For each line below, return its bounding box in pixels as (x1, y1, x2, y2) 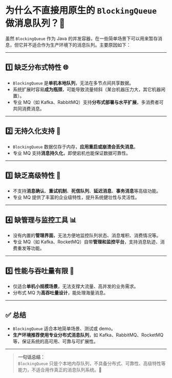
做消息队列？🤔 (5, 17, 66, 29)
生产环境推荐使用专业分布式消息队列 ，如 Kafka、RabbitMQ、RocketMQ (12, 331, 164, 338)
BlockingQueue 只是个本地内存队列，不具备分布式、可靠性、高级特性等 (17, 360, 166, 366)
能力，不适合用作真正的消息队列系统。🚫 (17, 367, 102, 373)
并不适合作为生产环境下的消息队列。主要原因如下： (23, 41, 131, 48)
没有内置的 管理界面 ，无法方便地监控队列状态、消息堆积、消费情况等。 (12, 233, 161, 239)
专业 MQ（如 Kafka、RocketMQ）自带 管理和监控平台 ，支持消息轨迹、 (12, 239, 160, 245)
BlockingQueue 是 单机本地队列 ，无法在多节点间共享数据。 (12, 80, 134, 86)
